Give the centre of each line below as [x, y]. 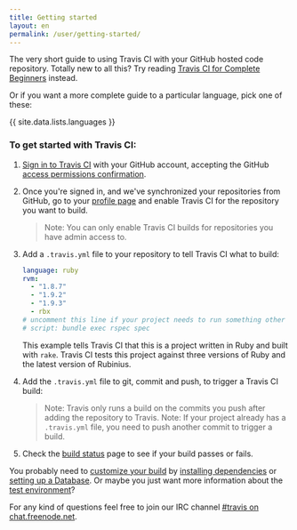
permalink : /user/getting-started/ [75, 34]
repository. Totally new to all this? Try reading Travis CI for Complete [135, 68]
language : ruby [50, 270]
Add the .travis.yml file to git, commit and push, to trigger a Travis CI [150, 381]
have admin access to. [85, 237]
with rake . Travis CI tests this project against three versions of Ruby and [154, 354]
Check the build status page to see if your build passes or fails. [137, 454]
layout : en [29, 26]
